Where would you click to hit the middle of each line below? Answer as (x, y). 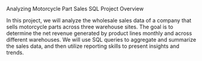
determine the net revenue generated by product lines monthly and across (99, 33)
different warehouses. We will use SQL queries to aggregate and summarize (101, 40)
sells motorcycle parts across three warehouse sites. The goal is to (90, 27)
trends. (15, 53)
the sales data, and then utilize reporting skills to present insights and (93, 46)
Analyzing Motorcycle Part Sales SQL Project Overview (75, 9)
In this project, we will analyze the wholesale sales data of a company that (99, 20)
